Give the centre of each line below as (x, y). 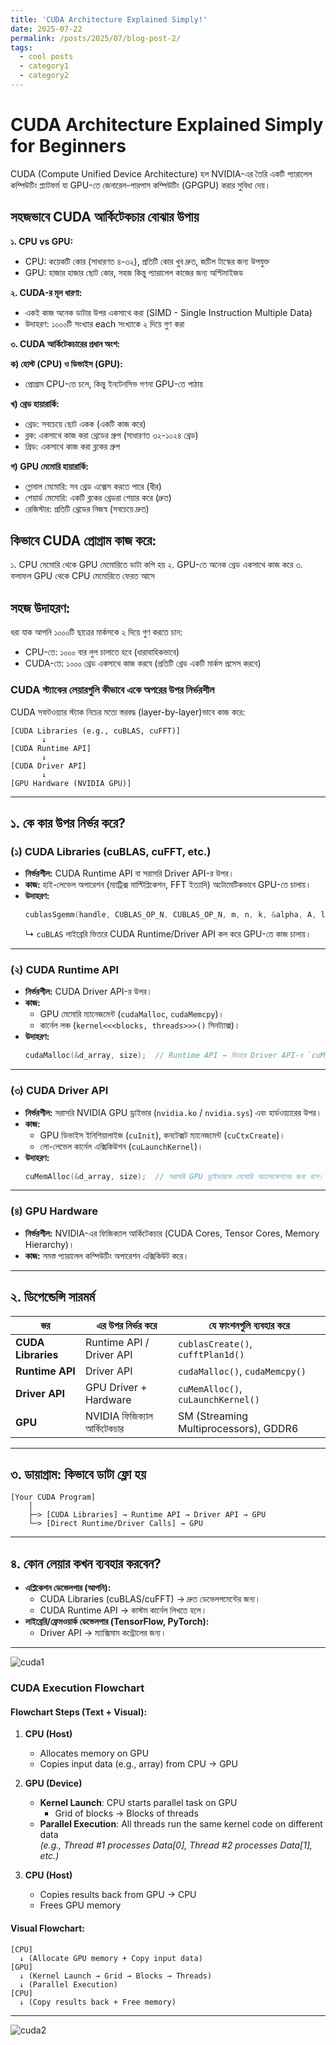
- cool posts (46, 57)
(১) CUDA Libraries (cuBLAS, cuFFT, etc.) (111, 851)
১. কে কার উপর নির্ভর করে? (68, 822)
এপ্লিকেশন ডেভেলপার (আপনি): (68, 1588)
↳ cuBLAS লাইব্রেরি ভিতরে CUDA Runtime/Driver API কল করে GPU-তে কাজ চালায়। (168, 934)
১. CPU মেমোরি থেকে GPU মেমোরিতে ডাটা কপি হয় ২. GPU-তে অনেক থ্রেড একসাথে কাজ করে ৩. (156, 565)
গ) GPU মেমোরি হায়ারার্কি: (49, 466)
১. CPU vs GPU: (42, 241)
